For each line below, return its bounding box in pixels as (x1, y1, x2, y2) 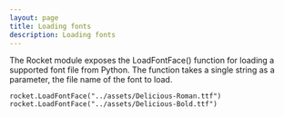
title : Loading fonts (9, 22, 92, 31)
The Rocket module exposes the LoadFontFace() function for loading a (9, 55, 275, 66)
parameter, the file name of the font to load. (9, 74, 173, 85)
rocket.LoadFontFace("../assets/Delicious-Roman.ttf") (9, 92, 222, 101)
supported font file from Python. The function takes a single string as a (9, 64, 275, 75)
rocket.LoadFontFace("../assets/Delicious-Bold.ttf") (9, 100, 218, 109)
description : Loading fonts (9, 30, 117, 39)
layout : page (9, 13, 59, 23)
